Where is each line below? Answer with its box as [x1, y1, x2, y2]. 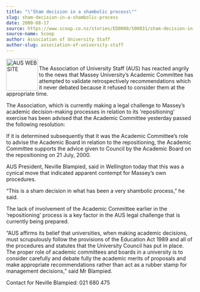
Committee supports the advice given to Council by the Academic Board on [6, 145, 192, 152]
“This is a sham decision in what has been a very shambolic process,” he [6, 187, 185, 194]
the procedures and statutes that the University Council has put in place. [6, 242, 184, 249]
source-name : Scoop [6, 31, 55, 37]
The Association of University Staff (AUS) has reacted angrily [39, 64, 189, 72]
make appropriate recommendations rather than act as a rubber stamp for [6, 261, 187, 268]
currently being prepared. [6, 217, 70, 225]
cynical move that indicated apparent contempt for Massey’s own [6, 169, 167, 176]
